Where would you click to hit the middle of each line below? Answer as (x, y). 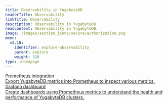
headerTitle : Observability (35, 15)
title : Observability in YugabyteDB (44, 10)
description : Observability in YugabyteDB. (52, 24)
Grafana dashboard (26, 87)
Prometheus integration (30, 76)
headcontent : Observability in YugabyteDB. (52, 29)
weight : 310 (27, 57)
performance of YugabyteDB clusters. (45, 97)
